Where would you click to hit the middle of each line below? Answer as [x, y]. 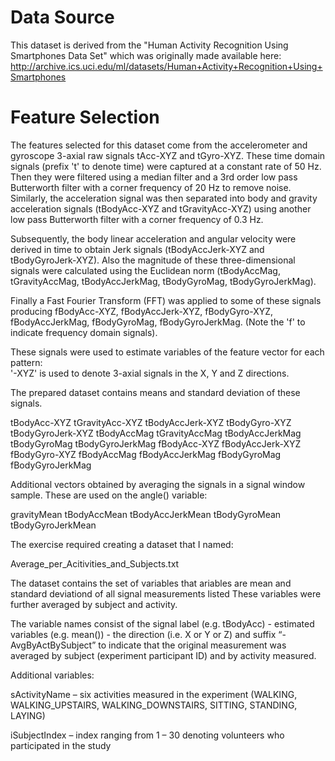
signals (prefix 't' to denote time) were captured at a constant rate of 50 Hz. [166, 166]
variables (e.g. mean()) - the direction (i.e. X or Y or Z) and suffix [143, 634]
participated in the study [61, 745]
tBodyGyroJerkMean [53, 525]
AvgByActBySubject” [53, 645]
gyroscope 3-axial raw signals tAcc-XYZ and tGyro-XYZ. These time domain [168, 155]
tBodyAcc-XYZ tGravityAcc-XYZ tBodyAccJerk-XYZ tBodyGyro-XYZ [151, 422]
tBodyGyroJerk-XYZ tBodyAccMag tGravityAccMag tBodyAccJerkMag [156, 433]
